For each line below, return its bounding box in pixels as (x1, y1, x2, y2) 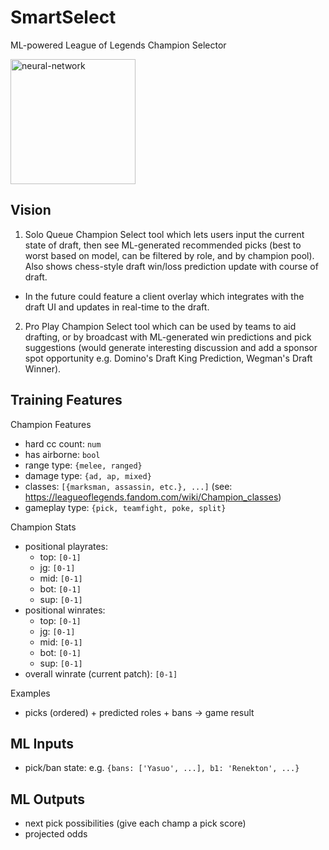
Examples (10, 687, 51, 699)
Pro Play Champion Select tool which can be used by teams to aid (24, 320, 297, 332)
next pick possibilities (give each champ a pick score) (24, 817, 247, 830)
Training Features (10, 392, 123, 409)
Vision (10, 202, 52, 219)
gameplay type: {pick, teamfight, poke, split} (24, 501, 227, 513)
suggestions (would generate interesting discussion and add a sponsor (24, 341, 318, 353)
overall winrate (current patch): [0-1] (24, 667, 178, 680)
